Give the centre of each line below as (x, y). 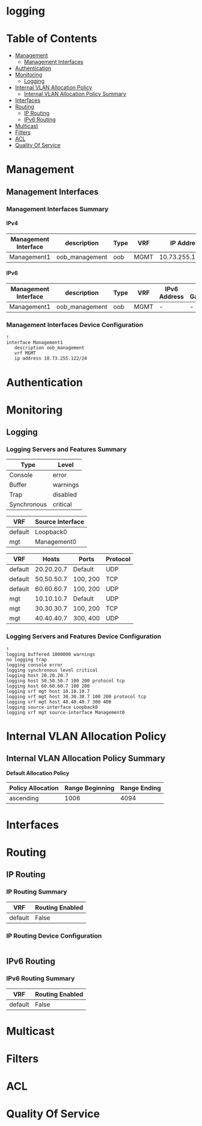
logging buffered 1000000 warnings (51, 654)
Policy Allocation (34, 787)
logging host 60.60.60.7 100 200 (48, 686)
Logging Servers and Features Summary (66, 450)
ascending (24, 798)
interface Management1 (35, 343)
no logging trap (26, 660)
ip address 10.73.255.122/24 (50, 358)
